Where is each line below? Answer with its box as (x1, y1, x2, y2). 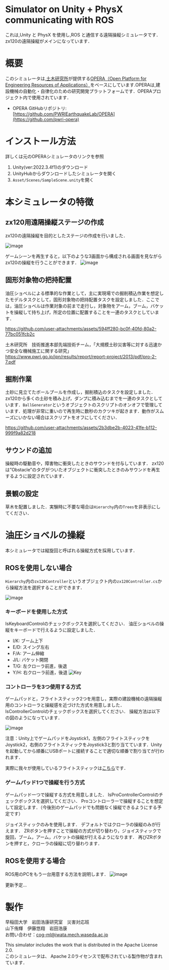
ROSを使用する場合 (5, 856, 66, 865)
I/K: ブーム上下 (12, 638, 43, 644)
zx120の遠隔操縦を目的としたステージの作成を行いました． (5, 232, 128, 239)
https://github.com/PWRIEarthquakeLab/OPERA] (14, 110, 115, 117)
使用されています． (31, 94, 72, 100)
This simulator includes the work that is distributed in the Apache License (5, 942, 158, 948)
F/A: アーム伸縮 (12, 650, 44, 657)
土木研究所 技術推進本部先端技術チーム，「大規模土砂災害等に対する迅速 (5, 341, 158, 348)
